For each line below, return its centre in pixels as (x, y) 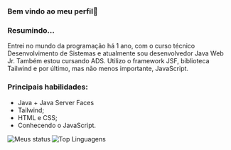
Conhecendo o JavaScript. (57, 125)
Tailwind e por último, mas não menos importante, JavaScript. (98, 69)
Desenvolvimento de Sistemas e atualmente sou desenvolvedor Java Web (116, 53)
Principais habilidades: (48, 87)
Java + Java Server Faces (56, 102)
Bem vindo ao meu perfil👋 (53, 11)
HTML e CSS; (38, 117)
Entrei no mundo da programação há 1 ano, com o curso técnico (101, 46)
